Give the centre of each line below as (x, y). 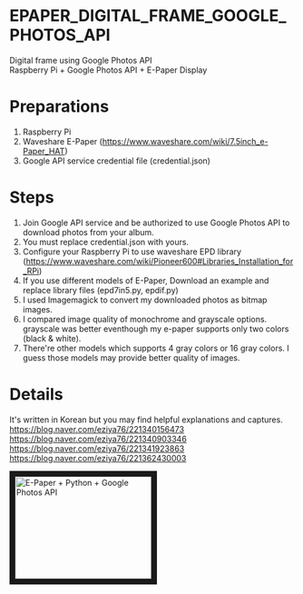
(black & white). (52, 338)
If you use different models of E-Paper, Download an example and (146, 280)
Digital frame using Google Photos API (81, 60)
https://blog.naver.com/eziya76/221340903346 (98, 439)
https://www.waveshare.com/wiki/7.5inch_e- (186, 141)
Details (36, 394)
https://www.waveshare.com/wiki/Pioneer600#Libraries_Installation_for (160, 261)
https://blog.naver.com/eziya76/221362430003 (98, 458)
